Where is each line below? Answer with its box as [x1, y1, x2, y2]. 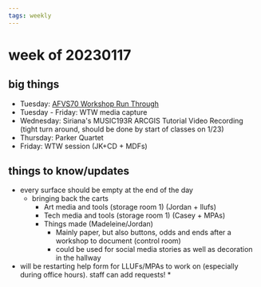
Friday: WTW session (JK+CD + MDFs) [19, 141, 148, 151]
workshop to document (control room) [55, 236, 181, 246]
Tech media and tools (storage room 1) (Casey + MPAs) [43, 210, 226, 220]
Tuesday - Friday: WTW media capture [19, 107, 148, 116]
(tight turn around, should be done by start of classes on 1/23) [19, 124, 225, 134]
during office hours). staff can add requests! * [19, 270, 172, 280]
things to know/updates [8, 164, 130, 178]
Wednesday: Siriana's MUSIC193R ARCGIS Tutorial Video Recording [19, 116, 243, 125]
